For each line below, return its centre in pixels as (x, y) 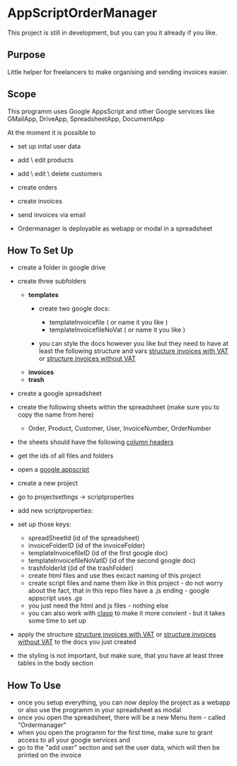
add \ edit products (46, 160)
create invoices (40, 201)
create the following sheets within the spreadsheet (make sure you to (118, 407)
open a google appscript (53, 470)
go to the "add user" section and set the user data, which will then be (119, 748)
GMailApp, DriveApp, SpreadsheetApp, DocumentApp (86, 119)
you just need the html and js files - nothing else (98, 605)
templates (43, 295)
